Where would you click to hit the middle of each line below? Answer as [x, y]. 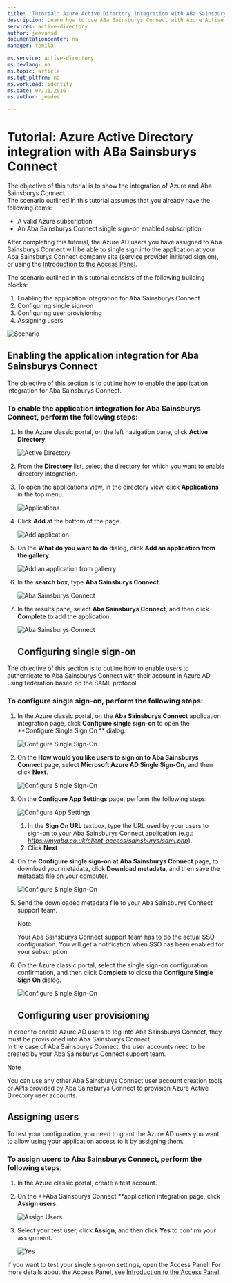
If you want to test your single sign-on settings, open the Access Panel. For [114, 1265]
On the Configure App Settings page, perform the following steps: [112, 799]
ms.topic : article [33, 71]
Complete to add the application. [64, 616]
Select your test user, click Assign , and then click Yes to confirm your [116, 1230]
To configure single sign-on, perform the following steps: [105, 701]
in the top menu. [40, 494]
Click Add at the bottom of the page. [69, 521]
